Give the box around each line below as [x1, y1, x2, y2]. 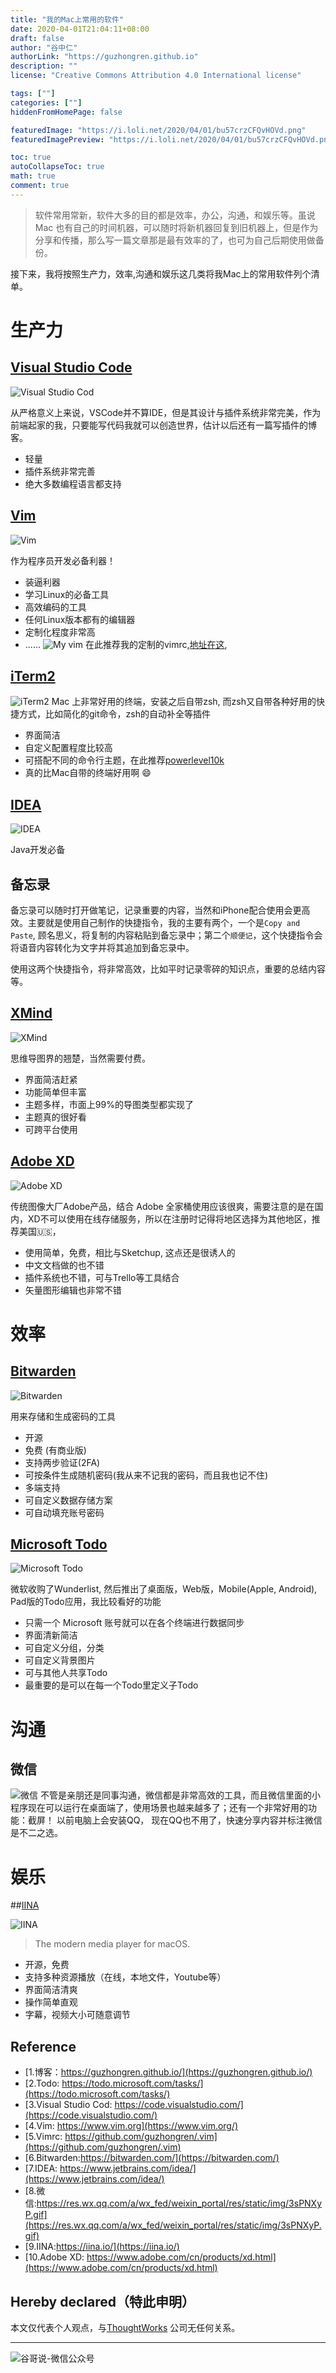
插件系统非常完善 [24, 465, 96, 477]
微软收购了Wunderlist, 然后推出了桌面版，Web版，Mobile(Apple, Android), [10, 1583, 318, 1595]
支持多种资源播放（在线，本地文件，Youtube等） [24, 1971, 227, 1983]
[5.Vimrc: [24, 2131, 63, 2143]
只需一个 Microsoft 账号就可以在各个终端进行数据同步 [24, 1617, 245, 1629]
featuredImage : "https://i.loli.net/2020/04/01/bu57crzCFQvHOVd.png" [10, 125, 307, 135]
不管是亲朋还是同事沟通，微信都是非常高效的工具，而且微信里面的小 [39, 1789, 321, 1801]
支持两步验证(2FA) [24, 1456, 101, 1468]
